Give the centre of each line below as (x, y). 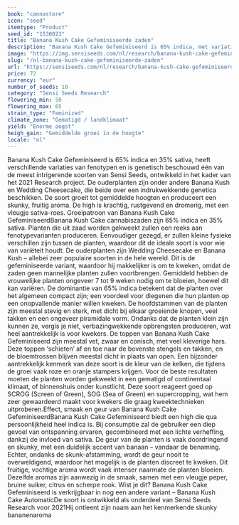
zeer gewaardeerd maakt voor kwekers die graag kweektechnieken (106, 402)
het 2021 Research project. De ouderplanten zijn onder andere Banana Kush (118, 183)
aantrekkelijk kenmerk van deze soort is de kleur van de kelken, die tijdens (116, 364)
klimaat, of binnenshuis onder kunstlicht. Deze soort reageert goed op (110, 387)
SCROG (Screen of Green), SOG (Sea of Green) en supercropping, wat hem (118, 394)
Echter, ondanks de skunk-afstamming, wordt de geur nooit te (98, 455)
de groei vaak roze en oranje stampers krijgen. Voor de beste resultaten (113, 371)
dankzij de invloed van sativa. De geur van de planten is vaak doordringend (118, 440)
